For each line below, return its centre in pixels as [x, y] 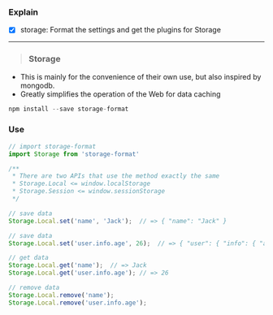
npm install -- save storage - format [69, 109]
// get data [28, 258]
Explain [24, 12]
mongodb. [37, 85]
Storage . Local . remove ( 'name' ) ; [61, 295]
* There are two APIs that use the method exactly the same [116, 176]
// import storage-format [52, 146]
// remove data [34, 288]
